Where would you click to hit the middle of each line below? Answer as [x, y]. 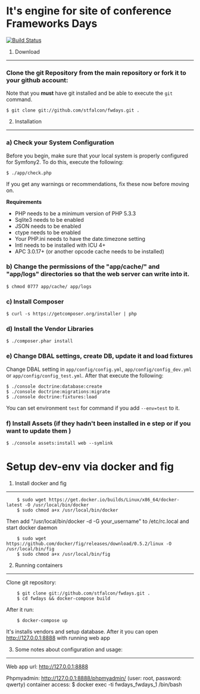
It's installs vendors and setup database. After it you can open [82, 631]
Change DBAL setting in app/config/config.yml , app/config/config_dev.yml [99, 369]
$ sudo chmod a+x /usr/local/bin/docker [68, 510]
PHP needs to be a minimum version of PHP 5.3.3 [75, 213]
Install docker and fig [40, 483]
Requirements [24, 202]
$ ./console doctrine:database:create [54, 386]
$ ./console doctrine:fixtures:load [51, 397]
